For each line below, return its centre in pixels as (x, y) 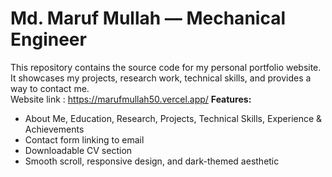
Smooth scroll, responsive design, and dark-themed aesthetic (152, 161)
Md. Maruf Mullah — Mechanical (148, 18)
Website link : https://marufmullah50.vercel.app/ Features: (131, 99)
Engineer (48, 39)
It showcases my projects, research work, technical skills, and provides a (161, 78)
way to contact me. (50, 88)
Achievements (54, 129)
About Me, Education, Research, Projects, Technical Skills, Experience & (173, 118)
